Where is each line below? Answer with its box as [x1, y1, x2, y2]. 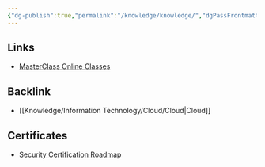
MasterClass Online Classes [18, 62, 111, 71]
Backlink [7, 85, 51, 98]
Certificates [7, 128, 68, 142]
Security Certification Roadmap [18, 150, 122, 159]
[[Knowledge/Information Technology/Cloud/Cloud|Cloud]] [18, 106, 211, 116]
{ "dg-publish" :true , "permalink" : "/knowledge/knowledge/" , [7, 11, 203, 20]
